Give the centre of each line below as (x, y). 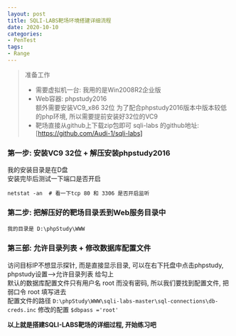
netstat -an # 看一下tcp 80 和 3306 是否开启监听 (79, 194)
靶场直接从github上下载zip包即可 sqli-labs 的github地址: (117, 125)
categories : (25, 34)
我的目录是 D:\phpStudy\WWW (46, 229)
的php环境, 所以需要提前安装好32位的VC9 (97, 116)
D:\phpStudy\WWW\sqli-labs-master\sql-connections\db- (135, 301)
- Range (19, 54)
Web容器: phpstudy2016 (71, 98)
